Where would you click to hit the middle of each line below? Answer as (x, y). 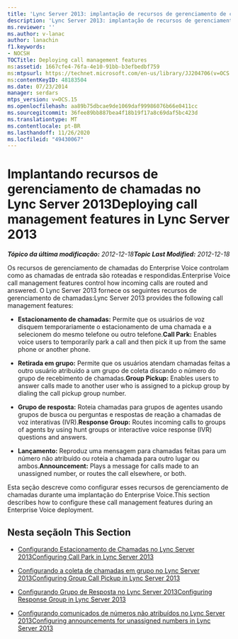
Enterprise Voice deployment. (51, 510)
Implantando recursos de (83, 174)
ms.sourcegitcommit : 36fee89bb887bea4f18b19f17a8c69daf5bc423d (103, 113)
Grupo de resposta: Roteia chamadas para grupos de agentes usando (120, 407)
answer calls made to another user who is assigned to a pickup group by (124, 386)
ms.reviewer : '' (31, 27)
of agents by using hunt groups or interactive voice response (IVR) (115, 430)
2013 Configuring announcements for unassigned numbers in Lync (114, 621)
